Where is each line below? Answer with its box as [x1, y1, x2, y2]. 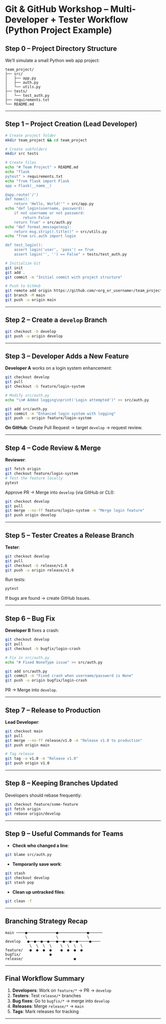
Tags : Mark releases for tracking [12, 1009, 79, 1015]
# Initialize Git [5, 260, 41, 266]
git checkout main [5, 728, 43, 734]
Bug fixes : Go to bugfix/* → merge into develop [12, 998, 110, 1004]
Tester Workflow [58, 14, 128, 25]
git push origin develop [5, 512, 56, 518]
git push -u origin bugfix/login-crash [5, 678, 87, 683]
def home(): [5, 197, 30, 202]
